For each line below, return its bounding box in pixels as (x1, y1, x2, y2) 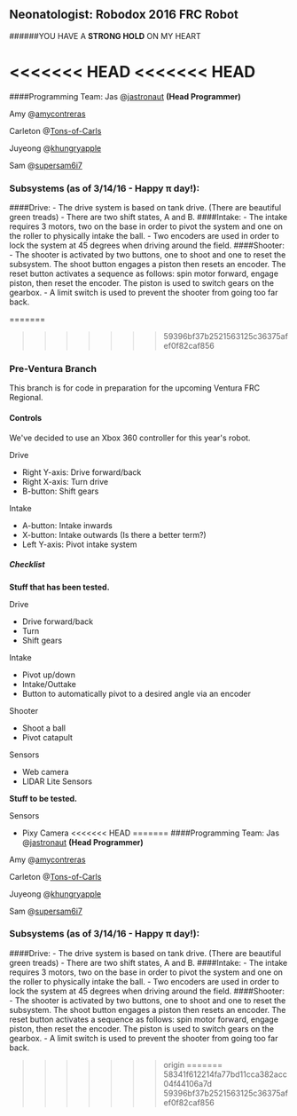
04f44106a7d (163, 1078, 213, 1088)
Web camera (21, 766, 69, 777)
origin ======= (163, 1059, 223, 1070)
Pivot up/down (21, 669, 75, 680)
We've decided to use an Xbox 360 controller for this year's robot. (9, 432, 251, 443)
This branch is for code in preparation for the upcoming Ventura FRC (9, 383, 260, 393)
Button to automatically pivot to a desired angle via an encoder (21, 688, 251, 699)
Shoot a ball (21, 723, 66, 733)
